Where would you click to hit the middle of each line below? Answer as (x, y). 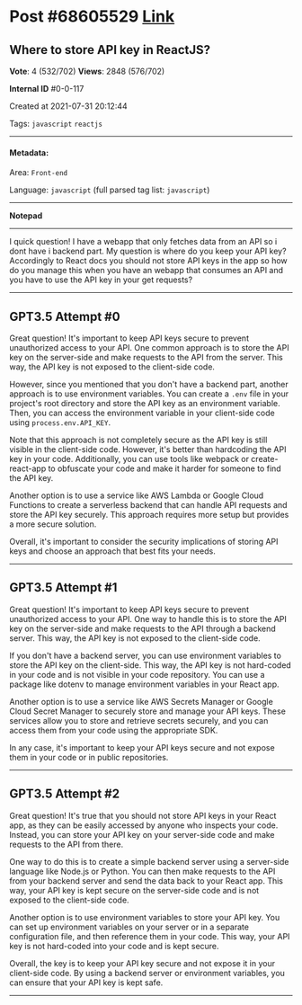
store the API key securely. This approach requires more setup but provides (149, 515)
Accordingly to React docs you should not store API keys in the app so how (148, 261)
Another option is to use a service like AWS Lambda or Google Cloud (137, 495)
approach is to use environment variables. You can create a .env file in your (149, 394)
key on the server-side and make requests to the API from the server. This (146, 358)
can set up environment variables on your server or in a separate (129, 927)
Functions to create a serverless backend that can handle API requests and (148, 505)
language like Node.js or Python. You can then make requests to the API (142, 871)
